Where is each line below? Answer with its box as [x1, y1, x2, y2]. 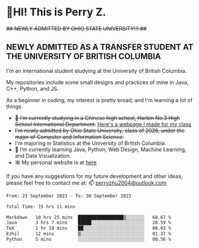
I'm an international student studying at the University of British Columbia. [6, 67, 187, 74]
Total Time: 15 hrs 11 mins [6, 204, 76, 209]
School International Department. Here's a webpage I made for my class [14, 120, 192, 128]
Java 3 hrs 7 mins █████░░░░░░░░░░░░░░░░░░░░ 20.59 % [6, 220, 171, 226]
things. [6, 103, 23, 110]
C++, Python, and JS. [6, 85, 59, 92]
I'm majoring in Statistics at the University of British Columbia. [14, 139, 166, 147]
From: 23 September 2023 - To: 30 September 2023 [6, 193, 132, 199]
